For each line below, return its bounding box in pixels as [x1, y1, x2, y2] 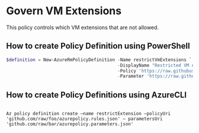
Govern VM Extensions [6, 4, 122, 18]
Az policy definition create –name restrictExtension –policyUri [6, 111, 171, 117]
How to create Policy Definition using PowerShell [6, 41, 191, 51]
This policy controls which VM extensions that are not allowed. [6, 24, 159, 31]
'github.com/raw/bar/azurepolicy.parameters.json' [6, 121, 134, 127]
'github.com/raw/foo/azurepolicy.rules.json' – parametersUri [6, 116, 163, 122]
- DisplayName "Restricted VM [117, 62, 190, 68]
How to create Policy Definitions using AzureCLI [6, 90, 187, 100]
